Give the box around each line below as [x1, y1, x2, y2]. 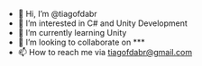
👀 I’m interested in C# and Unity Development [17, 18, 188, 29]
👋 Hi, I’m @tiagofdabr [17, 9, 97, 19]
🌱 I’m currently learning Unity [17, 28, 127, 37]
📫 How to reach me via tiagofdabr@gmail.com [17, 47, 192, 57]
